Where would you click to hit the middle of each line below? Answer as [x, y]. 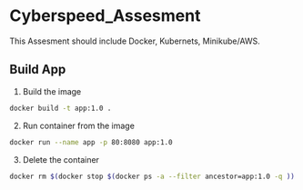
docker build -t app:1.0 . [61, 108]
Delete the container [61, 159]
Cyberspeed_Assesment [105, 16]
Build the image [52, 91]
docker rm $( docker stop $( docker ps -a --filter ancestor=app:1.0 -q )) [152, 176]
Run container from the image [78, 125]
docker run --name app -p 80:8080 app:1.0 [91, 142]
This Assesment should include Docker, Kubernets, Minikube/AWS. [135, 41]
